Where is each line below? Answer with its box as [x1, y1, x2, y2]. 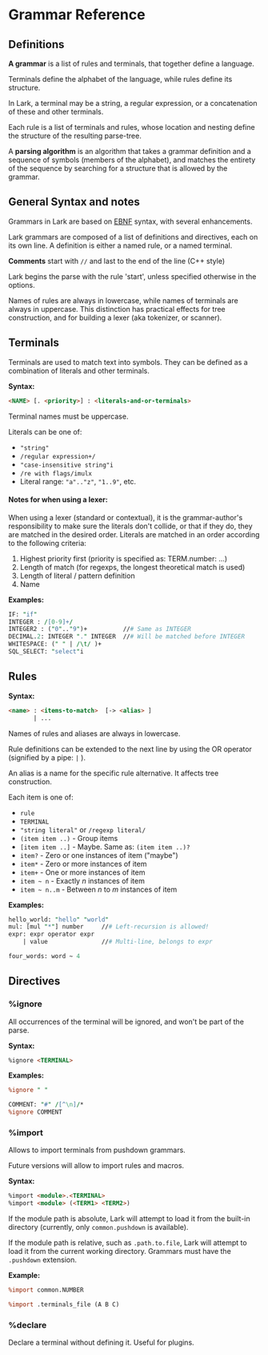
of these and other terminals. [8, 107, 104, 116]
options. [8, 280, 36, 289]
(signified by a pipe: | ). [8, 752, 86, 762]
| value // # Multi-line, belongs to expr [22, 938, 214, 946]
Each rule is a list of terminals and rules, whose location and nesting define [8, 123, 255, 131]
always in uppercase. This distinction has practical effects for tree [8, 304, 226, 313]
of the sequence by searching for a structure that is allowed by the [8, 164, 228, 173]
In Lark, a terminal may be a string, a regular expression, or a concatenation [8, 99, 258, 107]
